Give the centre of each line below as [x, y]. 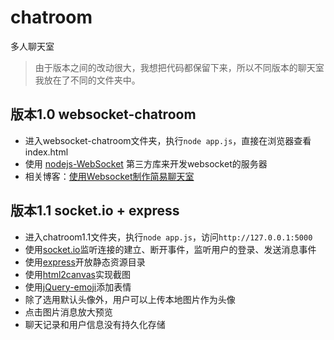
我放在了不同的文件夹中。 [87, 80]
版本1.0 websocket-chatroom [103, 114]
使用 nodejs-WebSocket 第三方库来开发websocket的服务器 [146, 163]
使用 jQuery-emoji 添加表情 [78, 287]
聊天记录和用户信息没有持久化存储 [95, 324]
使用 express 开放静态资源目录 [85, 262]
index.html [46, 152]
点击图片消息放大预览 [68, 312]
